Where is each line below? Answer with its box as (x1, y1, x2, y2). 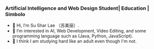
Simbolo (5, 11, 26, 17)
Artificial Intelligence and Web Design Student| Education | (5, 5, 150, 12)
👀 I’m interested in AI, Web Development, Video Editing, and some (12, 28, 147, 34)
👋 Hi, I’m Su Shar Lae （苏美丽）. (12, 22, 79, 29)
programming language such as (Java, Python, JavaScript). (12, 33, 133, 39)
